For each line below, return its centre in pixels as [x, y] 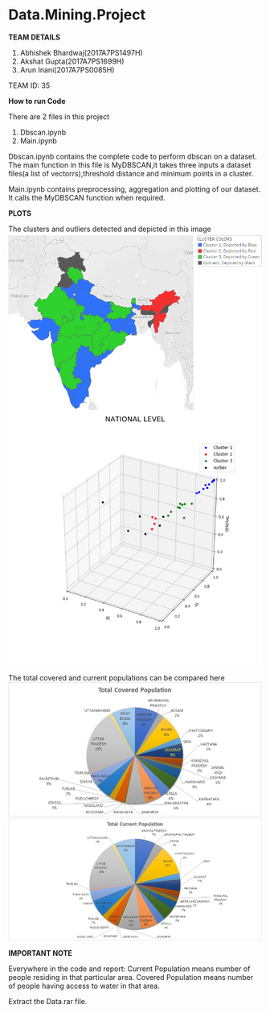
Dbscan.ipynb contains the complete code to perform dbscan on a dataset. [133, 156]
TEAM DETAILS [34, 37]
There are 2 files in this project [59, 116]
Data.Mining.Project [77, 15]
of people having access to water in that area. [84, 986]
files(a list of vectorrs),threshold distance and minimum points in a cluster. [131, 173]
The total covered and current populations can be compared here [117, 677]
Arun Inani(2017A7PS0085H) [67, 69]
